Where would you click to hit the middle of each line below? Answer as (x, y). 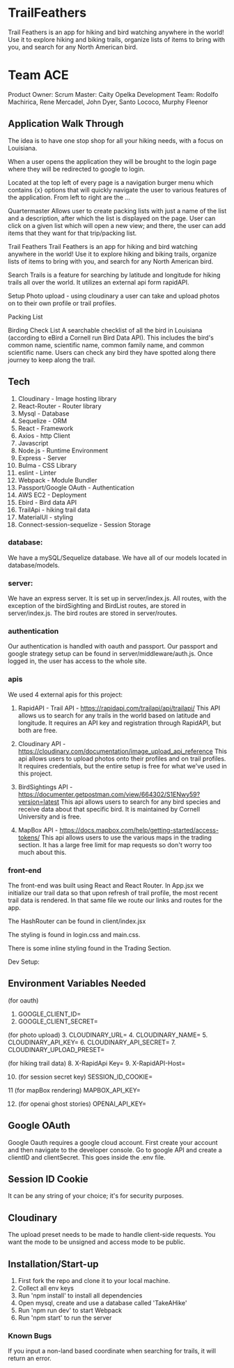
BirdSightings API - (45, 786)
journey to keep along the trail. (52, 360)
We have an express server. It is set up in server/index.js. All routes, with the (117, 598)
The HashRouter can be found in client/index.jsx (77, 921)
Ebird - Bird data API (47, 502)
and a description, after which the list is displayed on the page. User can (112, 218)
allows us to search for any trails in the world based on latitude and (114, 715)
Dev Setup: (24, 962)
